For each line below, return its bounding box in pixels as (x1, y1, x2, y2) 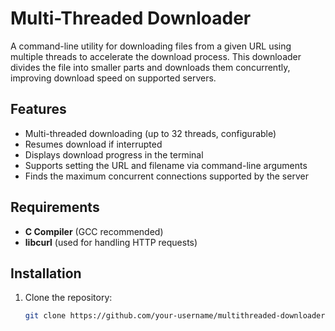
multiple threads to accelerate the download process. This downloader (10, 50, 302, 62)
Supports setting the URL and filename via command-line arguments (24, 159, 308, 171)
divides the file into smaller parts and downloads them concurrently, (10, 61, 291, 73)
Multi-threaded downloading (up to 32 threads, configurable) (24, 127, 277, 139)
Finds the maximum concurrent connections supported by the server (24, 170, 309, 182)
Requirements (10, 199, 100, 216)
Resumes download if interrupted (24, 138, 163, 150)
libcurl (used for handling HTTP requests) (24, 236, 198, 248)
